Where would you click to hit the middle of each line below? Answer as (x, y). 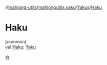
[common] (16, 41)
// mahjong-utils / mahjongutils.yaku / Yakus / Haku (53, 7)
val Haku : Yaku (20, 47)
